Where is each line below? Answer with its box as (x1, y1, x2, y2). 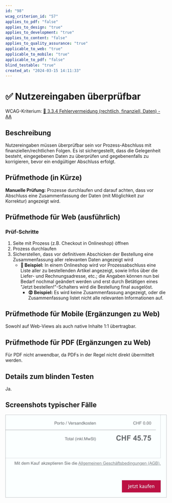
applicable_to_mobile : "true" (5, 51, 70, 57)
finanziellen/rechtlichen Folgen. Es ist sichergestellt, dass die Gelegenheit (5, 148, 161, 154)
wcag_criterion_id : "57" (5, 13, 58, 19)
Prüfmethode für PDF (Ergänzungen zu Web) (5, 338, 151, 347)
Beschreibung (5, 129, 51, 137)
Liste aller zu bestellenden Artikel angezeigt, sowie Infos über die (20, 267, 158, 274)
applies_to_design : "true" (5, 25, 63, 30)
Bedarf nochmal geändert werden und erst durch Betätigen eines (20, 278, 158, 284)
